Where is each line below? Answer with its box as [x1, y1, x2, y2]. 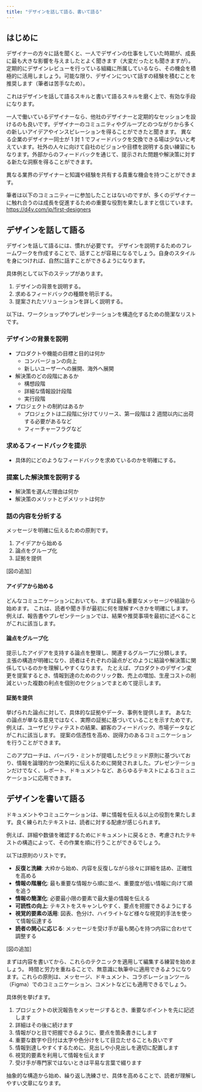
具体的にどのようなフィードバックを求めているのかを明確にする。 [14, 456, 179, 463]
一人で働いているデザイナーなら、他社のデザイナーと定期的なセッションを [6, 113, 191, 121]
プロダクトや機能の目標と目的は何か [14, 349, 106, 357]
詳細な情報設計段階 [24, 387, 72, 395]
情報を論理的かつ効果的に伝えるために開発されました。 [16, 760, 154, 767]
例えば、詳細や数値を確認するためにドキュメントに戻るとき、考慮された [6, 831, 186, 839]
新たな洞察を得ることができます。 [11, 158, 96, 166]
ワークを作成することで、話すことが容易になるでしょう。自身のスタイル [16, 250, 196, 257]
